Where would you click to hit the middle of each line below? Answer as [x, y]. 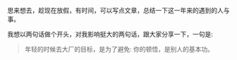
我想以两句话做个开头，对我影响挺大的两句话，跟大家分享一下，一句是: [110, 34]
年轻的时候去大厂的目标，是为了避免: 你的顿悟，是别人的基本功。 [119, 49]
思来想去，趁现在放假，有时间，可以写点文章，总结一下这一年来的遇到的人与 [119, 10]
